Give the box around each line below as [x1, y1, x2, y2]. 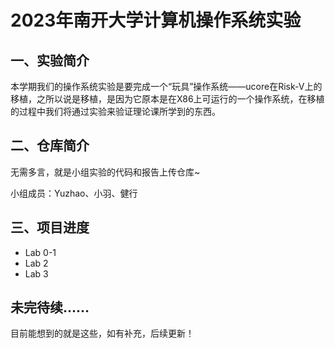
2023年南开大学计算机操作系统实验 [10, 9, 302, 32]
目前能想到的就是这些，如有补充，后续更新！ [10, 327, 195, 340]
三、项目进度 [10, 219, 90, 236]
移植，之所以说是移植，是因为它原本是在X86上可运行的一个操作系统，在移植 [10, 93, 325, 105]
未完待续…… [10, 299, 90, 316]
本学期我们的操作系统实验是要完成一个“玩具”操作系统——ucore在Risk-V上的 [10, 81, 323, 92]
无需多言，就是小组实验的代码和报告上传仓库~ [10, 166, 201, 178]
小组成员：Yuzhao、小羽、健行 [10, 187, 138, 199]
